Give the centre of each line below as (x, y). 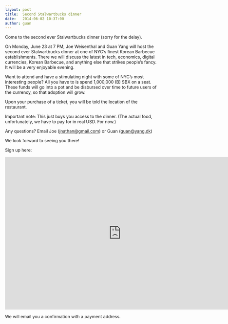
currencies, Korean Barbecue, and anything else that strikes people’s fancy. (81, 62)
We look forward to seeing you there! (42, 141)
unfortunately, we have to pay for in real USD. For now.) (61, 122)
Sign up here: (19, 150)
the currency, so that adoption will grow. (45, 92)
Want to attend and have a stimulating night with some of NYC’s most (75, 77)
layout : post (18, 10)
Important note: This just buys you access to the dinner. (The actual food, (79, 117)
